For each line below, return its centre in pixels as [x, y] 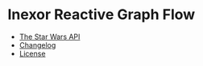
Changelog [37, 45]
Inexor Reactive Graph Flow [101, 15]
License [32, 53]
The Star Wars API [50, 37]
